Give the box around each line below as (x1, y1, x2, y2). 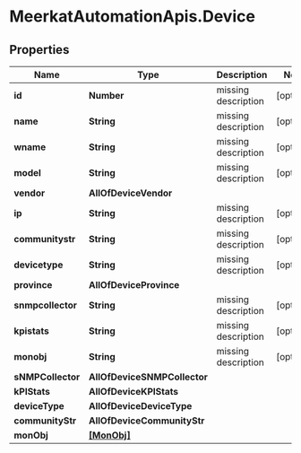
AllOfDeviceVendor (88, 187, 173, 199)
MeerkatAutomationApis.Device (9, 6, 255, 27)
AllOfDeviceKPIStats (88, 386, 179, 397)
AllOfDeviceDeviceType (88, 400, 193, 412)
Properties (9, 42, 70, 57)
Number (88, 90, 125, 101)
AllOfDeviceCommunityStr (88, 414, 205, 427)
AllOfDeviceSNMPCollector (88, 370, 208, 383)
